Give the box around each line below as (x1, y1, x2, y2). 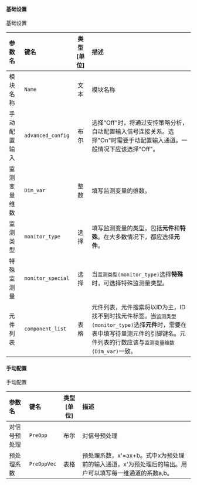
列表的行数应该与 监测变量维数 (97, 339, 175, 347)
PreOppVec (29, 460, 57, 467)
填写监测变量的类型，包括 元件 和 (91, 224, 180, 233)
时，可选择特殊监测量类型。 (91, 279, 168, 287)
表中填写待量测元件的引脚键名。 (91, 330, 180, 338)
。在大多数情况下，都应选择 (97, 233, 174, 241)
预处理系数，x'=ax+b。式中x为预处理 (81, 452, 185, 460)
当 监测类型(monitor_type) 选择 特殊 (91, 270, 184, 278)
